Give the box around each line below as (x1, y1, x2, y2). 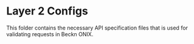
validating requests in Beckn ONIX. (6, 30, 94, 37)
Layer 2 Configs (6, 4, 88, 18)
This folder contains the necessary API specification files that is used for (6, 24, 189, 31)
